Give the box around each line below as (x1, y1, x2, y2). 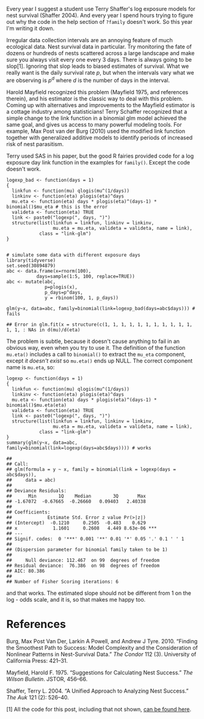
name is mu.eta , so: (6, 363, 55, 371)
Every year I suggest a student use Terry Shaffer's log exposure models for (6, 6, 195, 12)
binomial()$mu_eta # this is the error (6, 204, 108, 210)
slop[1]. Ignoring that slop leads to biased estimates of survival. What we (6, 62, 189, 70)
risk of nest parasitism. (6, 140, 64, 147)
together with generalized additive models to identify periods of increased (6, 134, 193, 141)
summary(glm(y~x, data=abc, (6, 440, 78, 446)
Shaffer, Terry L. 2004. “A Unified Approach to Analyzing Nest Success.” (6, 687, 189, 695)
